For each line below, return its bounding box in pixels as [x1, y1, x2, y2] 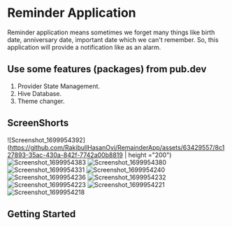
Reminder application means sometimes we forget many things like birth [7, 28, 215, 36]
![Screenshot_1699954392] [7, 135, 86, 144]
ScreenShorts [7, 117, 69, 129]
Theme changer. [17, 97, 65, 105]
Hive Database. [17, 89, 61, 97]
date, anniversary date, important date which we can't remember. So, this [7, 35, 219, 43]
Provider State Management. [17, 82, 100, 90]
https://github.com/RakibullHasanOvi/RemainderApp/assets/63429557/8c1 [9, 143, 225, 151]
